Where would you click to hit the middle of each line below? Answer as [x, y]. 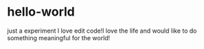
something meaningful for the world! [59, 37]
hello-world [41, 12]
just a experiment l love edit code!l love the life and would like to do [102, 31]
